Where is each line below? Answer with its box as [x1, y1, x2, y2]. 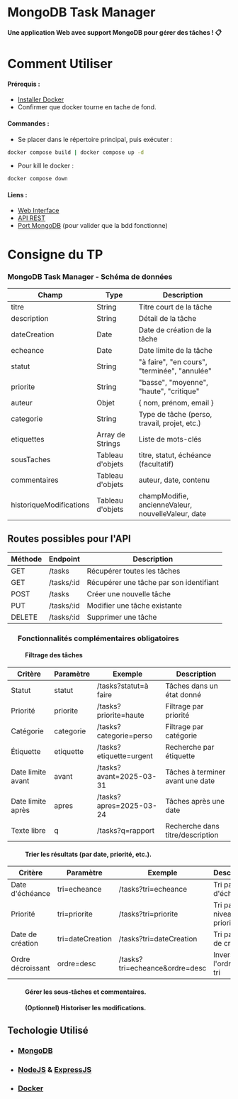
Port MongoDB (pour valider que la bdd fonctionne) [17, 222, 168, 230]
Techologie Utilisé [7, 1024, 89, 1037]
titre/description [165, 830, 219, 840]
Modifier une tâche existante [86, 601, 182, 611]
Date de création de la [138, 324, 212, 334]
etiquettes [11, 434, 45, 444]
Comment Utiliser [7, 56, 113, 72]
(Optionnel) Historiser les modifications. [24, 1004, 147, 1012]
